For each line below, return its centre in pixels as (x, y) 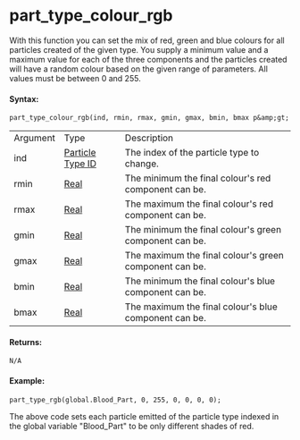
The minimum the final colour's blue (200, 281)
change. (142, 164)
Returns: (26, 342)
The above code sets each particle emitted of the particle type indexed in (144, 416)
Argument (35, 138)
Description (149, 138)
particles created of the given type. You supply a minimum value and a (139, 49)
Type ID (80, 164)
